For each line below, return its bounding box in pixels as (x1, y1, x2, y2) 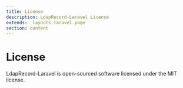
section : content (6, 25, 49, 31)
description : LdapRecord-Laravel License (6, 14, 109, 20)
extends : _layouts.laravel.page (6, 19, 85, 25)
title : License (6, 8, 44, 15)
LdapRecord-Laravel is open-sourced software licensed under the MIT (6, 70, 178, 77)
